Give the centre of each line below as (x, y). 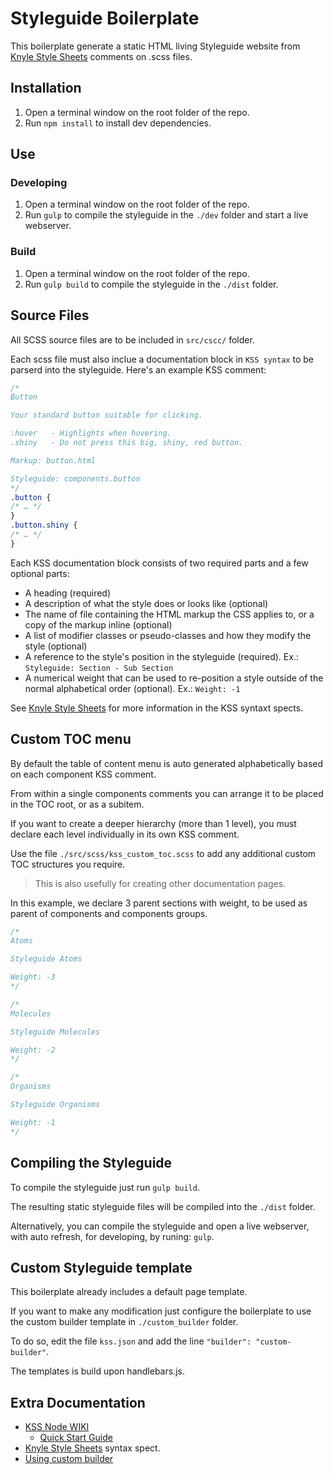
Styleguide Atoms (46, 959)
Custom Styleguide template (101, 1267)
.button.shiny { (44, 525)
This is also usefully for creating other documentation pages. (160, 883)
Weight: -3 (33, 977)
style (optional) (56, 646)
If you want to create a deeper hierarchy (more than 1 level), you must (153, 823)
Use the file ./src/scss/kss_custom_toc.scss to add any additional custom (163, 853)
